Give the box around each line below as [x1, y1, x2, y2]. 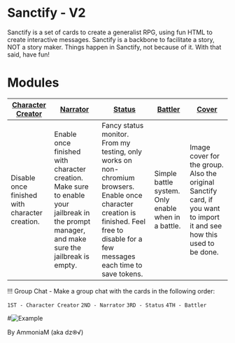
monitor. [101, 129, 129, 139]
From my [101, 138, 131, 147]
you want [190, 203, 220, 213]
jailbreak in [54, 207, 90, 217]
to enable [54, 190, 85, 200]
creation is [101, 207, 136, 217]
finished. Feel [101, 217, 145, 226]
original [190, 177, 215, 187]
